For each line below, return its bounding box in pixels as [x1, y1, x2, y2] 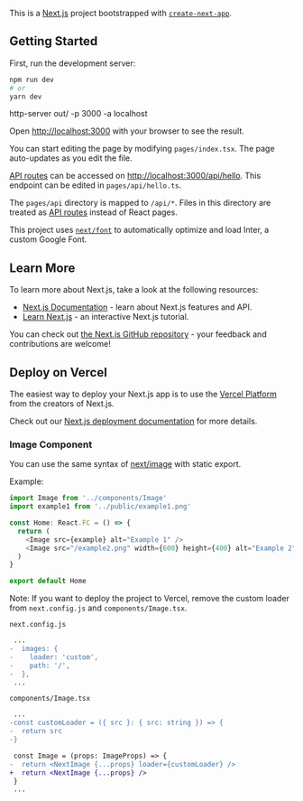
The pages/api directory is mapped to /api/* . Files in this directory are [9, 198, 271, 209]
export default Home [9, 577, 87, 586]
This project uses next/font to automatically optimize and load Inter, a [9, 225, 270, 236]
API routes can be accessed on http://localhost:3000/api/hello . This [9, 171, 262, 182]
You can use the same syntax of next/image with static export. [9, 459, 242, 470]
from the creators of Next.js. [9, 398, 115, 409]
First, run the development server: [9, 58, 136, 69]
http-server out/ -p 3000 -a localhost [9, 108, 148, 119]
